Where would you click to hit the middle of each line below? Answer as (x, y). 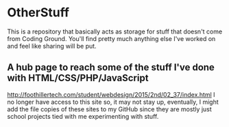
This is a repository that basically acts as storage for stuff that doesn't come (115, 31)
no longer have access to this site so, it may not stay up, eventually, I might (113, 102)
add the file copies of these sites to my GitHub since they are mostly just (110, 109)
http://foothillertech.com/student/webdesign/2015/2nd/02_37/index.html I (111, 94)
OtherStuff (38, 13)
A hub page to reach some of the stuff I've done (111, 67)
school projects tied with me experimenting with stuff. (83, 116)
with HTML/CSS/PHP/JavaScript (78, 78)
